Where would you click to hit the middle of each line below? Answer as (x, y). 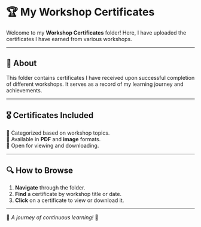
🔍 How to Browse (40, 170)
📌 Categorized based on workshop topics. (58, 133)
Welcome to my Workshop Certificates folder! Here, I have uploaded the (96, 32)
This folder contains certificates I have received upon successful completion (100, 77)
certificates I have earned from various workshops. (69, 39)
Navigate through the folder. (50, 188)
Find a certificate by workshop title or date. (68, 194)
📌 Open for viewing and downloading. (53, 145)
